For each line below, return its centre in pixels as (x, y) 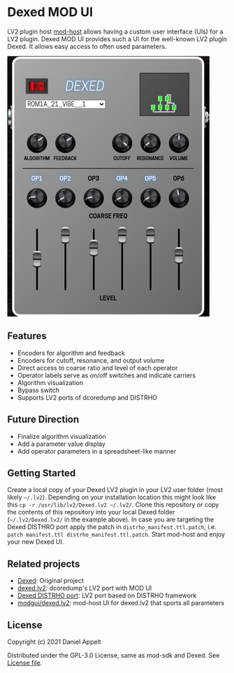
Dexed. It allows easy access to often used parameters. (87, 46)
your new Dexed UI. (36, 542)
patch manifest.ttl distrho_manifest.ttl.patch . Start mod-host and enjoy (116, 535)
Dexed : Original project (50, 581)
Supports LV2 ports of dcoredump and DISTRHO (87, 397)
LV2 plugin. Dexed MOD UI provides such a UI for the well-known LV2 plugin (117, 38)
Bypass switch (38, 390)
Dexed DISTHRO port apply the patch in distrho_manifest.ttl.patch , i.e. (112, 527)
